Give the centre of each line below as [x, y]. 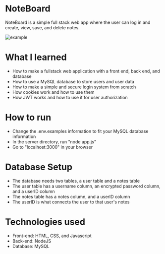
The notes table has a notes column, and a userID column [71, 196]
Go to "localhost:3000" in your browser [53, 147]
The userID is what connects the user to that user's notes [71, 202]
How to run [28, 118]
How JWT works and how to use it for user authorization [70, 97]
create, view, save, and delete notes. [43, 27]
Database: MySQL [31, 246]
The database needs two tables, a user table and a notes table [76, 181]
